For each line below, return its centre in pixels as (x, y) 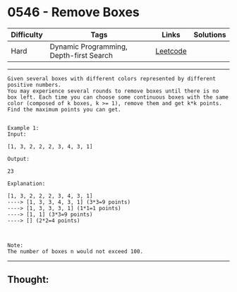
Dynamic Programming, (89, 47)
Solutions (210, 35)
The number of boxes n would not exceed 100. (75, 251)
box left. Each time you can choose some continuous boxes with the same (118, 97)
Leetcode (171, 51)
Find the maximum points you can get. (64, 109)
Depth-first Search (81, 55)
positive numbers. (34, 85)
